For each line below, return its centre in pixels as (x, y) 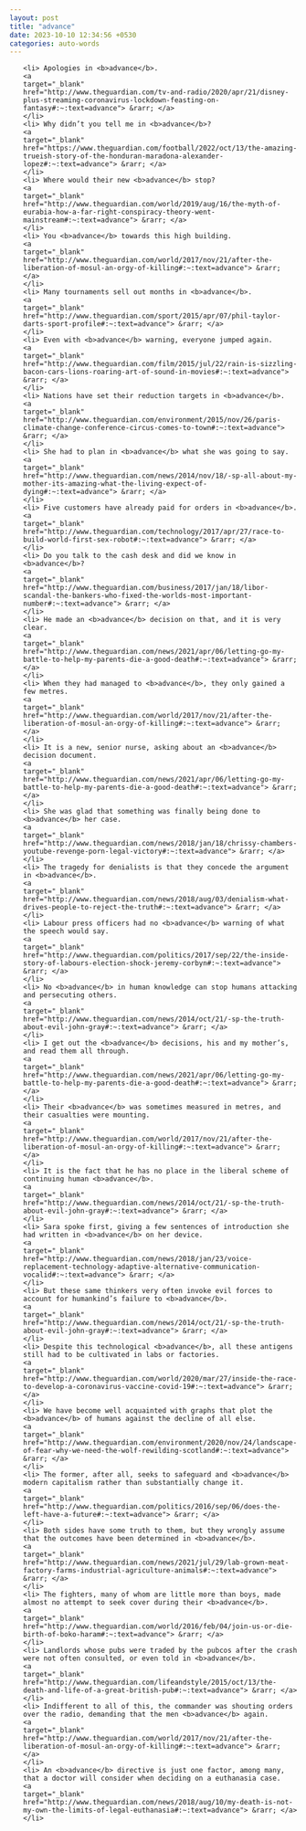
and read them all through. (76, 1051)
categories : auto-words (55, 43)
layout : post (34, 18)
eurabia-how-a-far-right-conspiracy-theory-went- (119, 212)
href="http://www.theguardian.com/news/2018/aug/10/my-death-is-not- (158, 1803)
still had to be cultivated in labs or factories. (121, 1355)
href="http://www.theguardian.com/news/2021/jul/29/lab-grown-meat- (156, 1563)
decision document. (60, 756)
